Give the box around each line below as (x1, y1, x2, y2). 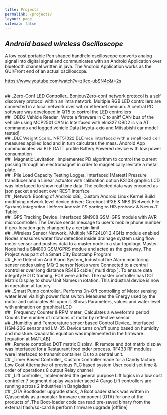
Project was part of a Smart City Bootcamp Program (5, 251, 112, 257)
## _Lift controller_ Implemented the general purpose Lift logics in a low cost (5, 373, 162, 379)
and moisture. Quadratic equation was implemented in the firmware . (5, 331, 146, 337)
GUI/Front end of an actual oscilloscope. (5, 69, 88, 74)
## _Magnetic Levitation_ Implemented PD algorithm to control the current (5, 156, 157, 162)
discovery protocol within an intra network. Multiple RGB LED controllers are (5, 98, 161, 104)
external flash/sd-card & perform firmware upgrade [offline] (5, 404, 128, 410)
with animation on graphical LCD (5, 304, 72, 310)
